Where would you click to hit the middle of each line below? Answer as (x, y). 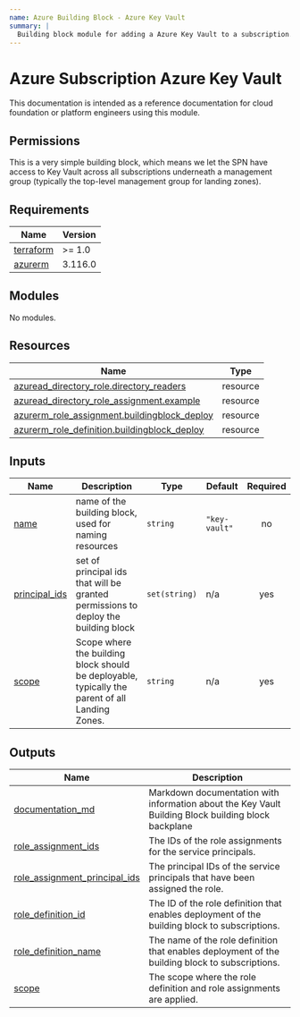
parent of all (101, 699)
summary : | (29, 26)
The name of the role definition (213, 940)
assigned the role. (186, 889)
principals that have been (202, 877)
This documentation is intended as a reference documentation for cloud (142, 103)
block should (103, 665)
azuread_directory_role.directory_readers (100, 386)
